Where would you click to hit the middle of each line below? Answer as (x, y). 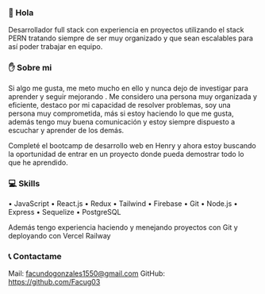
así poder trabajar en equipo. (56, 47)
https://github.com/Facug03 (54, 282)
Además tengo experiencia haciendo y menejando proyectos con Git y (123, 227)
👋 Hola (21, 13)
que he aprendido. (38, 162)
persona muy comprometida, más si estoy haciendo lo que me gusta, (121, 113)
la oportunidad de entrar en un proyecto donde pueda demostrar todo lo (126, 154)
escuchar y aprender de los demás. (66, 130)
